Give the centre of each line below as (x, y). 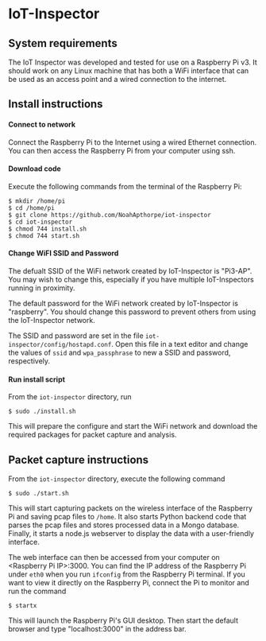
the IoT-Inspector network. (52, 320)
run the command (37, 591)
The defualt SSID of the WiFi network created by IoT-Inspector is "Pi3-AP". (130, 271)
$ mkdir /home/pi (37, 201)
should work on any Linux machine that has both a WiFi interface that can (129, 71)
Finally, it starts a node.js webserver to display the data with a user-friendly (131, 534)
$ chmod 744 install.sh (48, 229)
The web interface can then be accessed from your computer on (114, 557)
